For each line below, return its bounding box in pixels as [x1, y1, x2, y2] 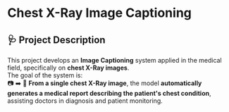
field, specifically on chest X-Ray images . [7, 63, 130, 72]
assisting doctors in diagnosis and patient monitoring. [7, 97, 163, 105]
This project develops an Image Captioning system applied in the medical [7, 56, 222, 64]
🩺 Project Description [7, 34, 106, 46]
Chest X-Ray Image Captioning [7, 5, 192, 21]
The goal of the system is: [7, 71, 83, 79]
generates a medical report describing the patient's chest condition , [7, 89, 211, 97]
